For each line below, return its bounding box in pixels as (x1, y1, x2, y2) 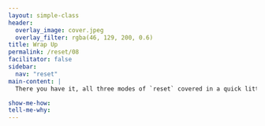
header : (8, 19, 34, 27)
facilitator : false (8, 56, 73, 64)
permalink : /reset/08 (8, 48, 80, 56)
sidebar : (8, 63, 37, 71)
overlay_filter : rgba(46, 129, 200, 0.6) (15, 33, 154, 42)
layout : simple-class (8, 11, 80, 20)
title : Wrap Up (8, 41, 58, 49)
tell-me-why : (8, 106, 51, 114)
